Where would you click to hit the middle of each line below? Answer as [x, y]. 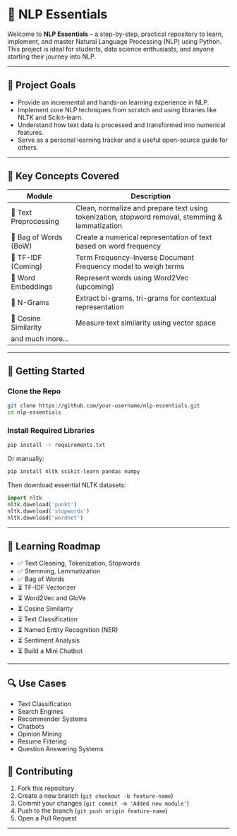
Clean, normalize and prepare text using [141, 208]
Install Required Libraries [51, 430]
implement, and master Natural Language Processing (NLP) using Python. [115, 41]
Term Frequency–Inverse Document [134, 257]
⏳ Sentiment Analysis [48, 640]
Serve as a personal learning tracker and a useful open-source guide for [122, 140]
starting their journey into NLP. [52, 56]
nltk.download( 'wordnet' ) [45, 518]
